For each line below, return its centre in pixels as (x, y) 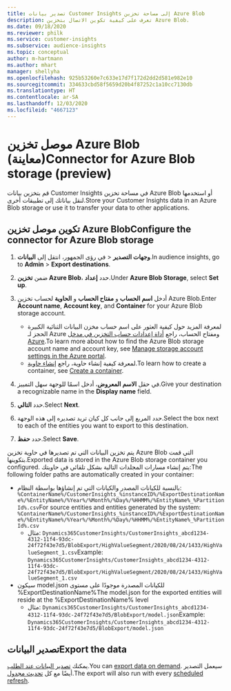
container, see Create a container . (76, 370)
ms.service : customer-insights (52, 39)
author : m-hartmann (35, 59)
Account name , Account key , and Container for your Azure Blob (110, 306)
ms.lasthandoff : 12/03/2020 (48, 104)
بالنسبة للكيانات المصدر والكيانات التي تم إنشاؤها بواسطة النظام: (99, 488)
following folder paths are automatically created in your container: (101, 474)
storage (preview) (59, 173)
